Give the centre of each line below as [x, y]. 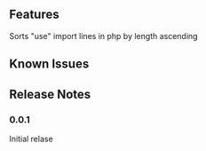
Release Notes [50, 94]
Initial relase [31, 139]
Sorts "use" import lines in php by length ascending [103, 36]
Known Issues [49, 64]
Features [34, 15]
